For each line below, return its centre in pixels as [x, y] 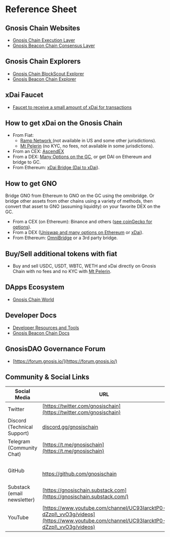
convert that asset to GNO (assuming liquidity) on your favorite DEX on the [83, 207]
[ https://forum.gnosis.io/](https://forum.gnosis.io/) [65, 361]
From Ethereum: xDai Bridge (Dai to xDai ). [56, 168]
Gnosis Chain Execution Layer [44, 40]
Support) [18, 433]
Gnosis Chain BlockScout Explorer [48, 73]
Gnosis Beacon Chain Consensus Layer [54, 46]
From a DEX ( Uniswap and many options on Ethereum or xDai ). [78, 233]
